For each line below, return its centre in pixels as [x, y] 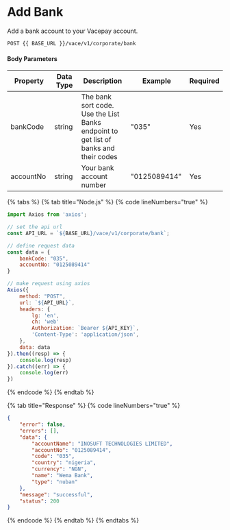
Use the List [100, 114]
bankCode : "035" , [44, 258]
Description [103, 81]
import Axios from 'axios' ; [47, 215]
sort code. [98, 106]
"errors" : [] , [39, 431]
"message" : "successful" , [56, 494]
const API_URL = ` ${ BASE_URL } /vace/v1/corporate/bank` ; [88, 233]
